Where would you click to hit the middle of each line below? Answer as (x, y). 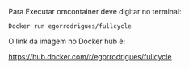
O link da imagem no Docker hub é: (67, 41)
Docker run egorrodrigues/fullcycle (70, 26)
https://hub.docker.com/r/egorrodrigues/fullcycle (90, 57)
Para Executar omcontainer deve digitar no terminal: (95, 12)
